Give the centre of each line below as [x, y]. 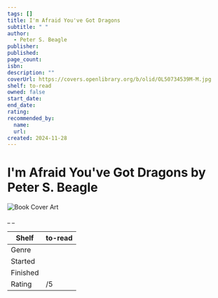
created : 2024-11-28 [38, 138]
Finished [25, 273]
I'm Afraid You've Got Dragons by [107, 173]
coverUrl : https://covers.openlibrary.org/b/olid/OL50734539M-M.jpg [109, 79]
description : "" [31, 72]
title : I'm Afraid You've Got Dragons [64, 20]
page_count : [25, 60]
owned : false [26, 92]
